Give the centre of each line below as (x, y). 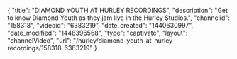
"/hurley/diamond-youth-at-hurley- (125, 41)
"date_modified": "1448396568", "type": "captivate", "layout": (98, 33)
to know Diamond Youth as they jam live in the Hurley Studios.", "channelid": (119, 18)
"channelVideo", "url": (40, 41)
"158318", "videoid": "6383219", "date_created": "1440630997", (100, 25)
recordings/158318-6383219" (50, 48)
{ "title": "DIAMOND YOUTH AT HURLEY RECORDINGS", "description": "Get (118, 10)
